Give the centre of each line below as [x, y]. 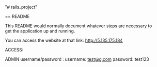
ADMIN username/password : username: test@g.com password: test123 [77, 59]
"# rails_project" [21, 7]
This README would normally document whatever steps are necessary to [78, 26]
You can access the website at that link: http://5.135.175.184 [64, 40]
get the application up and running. [40, 31]
